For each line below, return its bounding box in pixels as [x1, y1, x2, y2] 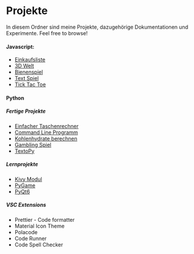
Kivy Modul [14, 176, 42, 183]
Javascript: [6, 43, 35, 50]
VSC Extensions [6, 201, 46, 208]
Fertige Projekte [6, 108, 46, 115]
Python [6, 94, 25, 101]
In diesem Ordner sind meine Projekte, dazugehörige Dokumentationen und [6, 23, 189, 30]
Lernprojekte [6, 161, 38, 168]
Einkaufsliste [14, 56, 46, 63]
